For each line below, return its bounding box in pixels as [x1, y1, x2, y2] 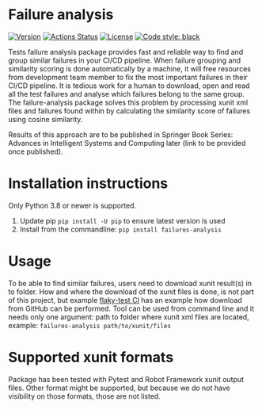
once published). [8, 147, 63, 156]
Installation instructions [8, 174, 169, 193]
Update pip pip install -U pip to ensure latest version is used [19, 216, 226, 225]
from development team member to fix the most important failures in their [8, 72, 248, 82]
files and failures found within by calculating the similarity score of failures [8, 105, 251, 116]
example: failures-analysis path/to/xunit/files [8, 320, 172, 330]
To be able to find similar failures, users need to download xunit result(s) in [8, 278, 252, 288]
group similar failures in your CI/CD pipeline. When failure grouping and [8, 55, 241, 65]
